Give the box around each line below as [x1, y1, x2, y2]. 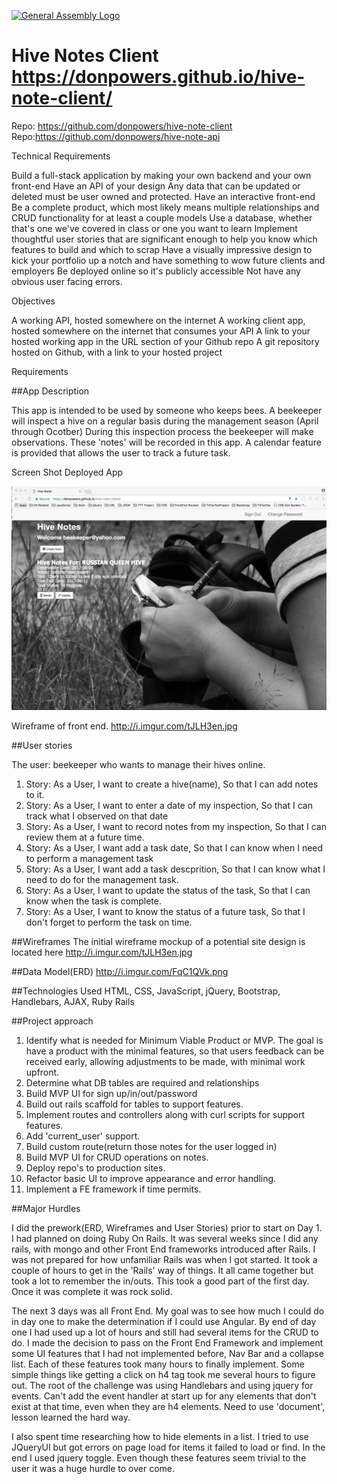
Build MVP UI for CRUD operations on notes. [25, 1151, 209, 1164]
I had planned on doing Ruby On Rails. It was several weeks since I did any [11, 1233, 319, 1245]
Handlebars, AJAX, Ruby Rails [11, 996, 135, 1008]
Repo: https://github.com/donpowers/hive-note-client [11, 120, 233, 132]
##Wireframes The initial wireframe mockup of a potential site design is [11, 936, 306, 948]
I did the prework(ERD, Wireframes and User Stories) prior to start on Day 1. [11, 1222, 323, 1234]
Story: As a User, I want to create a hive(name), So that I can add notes [25, 778, 319, 790]
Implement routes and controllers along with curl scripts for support [25, 1109, 306, 1121]
